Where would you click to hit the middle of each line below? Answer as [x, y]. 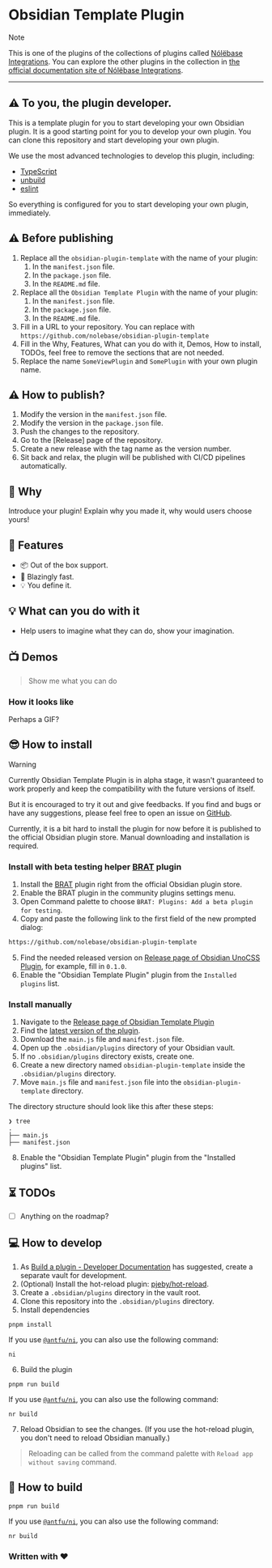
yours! [19, 520]
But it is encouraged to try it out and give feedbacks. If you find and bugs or [135, 804]
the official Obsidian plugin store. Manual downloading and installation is [129, 837]
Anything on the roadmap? [64, 1217]
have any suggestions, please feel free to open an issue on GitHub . [120, 813]
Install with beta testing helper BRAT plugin [95, 866]
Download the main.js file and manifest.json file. [102, 1039]
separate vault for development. [73, 1275]
